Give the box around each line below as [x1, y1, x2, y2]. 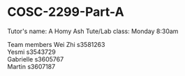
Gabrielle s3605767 [7, 55, 64, 63]
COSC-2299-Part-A [7, 4, 124, 20]
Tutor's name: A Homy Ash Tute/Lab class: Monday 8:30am [7, 27, 179, 35]
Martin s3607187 [7, 62, 56, 70]
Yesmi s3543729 [7, 48, 56, 56]
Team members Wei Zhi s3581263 [7, 40, 105, 48]
